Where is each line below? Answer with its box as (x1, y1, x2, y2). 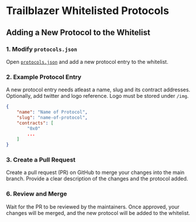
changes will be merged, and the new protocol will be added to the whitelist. (6, 209, 191, 216)
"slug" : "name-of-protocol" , (16, 114, 88, 121)
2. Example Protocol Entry (6, 73, 82, 81)
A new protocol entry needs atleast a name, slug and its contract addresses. (6, 86, 191, 93)
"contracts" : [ (16, 120, 54, 126)
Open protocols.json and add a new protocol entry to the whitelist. (6, 58, 168, 65)
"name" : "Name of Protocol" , (16, 110, 88, 115)
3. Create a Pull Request (6, 156, 76, 164)
